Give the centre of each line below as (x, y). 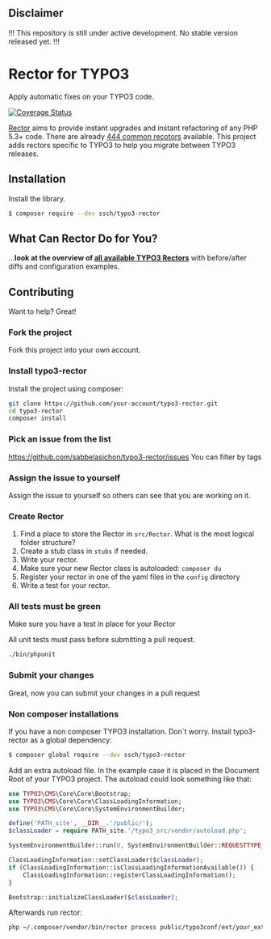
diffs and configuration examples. (64, 267)
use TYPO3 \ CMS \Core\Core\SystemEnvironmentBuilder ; (97, 809)
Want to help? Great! (42, 311)
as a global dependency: (71, 740)
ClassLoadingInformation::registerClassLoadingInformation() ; (129, 875)
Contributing (41, 292)
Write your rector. (49, 560)
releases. (23, 154)
